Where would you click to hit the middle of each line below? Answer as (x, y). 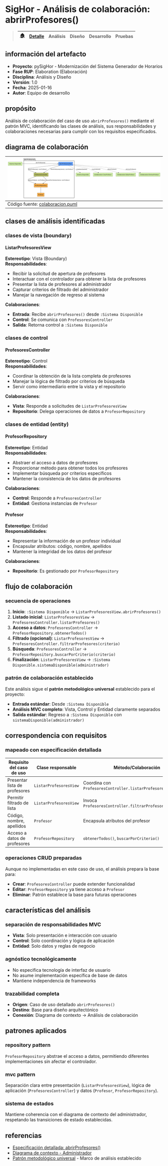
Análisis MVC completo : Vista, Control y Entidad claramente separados (86, 709)
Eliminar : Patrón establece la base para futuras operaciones (74, 895)
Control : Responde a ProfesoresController (57, 498)
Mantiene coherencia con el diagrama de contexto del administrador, (76, 1114)
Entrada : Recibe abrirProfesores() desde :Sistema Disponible (78, 315)
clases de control (26, 338)
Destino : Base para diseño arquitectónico (55, 1010)
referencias (23, 1135)
